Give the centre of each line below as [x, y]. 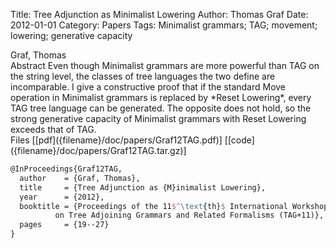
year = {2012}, [62, 197]
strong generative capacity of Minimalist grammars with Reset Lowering [158, 118]
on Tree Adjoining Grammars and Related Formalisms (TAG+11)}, [189, 215]
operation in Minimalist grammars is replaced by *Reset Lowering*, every [161, 97]
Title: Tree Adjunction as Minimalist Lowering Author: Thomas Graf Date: [159, 14]
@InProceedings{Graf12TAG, [66, 169]
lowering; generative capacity [71, 35]
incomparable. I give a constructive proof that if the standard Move [148, 87]
